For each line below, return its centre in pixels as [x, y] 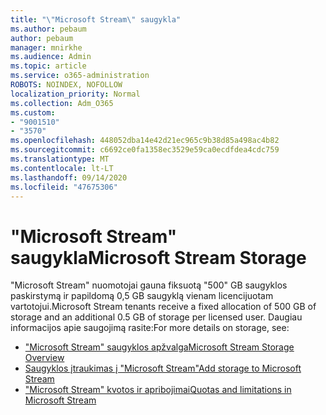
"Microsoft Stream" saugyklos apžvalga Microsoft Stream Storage [159, 347]
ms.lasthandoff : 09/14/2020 [69, 177]
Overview [44, 358]
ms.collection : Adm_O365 [62, 103]
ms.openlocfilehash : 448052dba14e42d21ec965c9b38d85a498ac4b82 [145, 141]
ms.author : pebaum [48, 29]
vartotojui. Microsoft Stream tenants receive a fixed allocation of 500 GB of [163, 307]
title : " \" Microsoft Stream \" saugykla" [96, 19]
